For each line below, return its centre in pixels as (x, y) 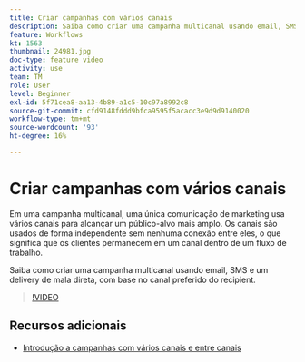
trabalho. (26, 252)
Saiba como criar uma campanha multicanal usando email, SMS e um (139, 269)
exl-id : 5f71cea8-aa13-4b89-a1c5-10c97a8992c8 (99, 102)
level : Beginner (40, 93)
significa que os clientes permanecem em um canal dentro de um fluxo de (148, 242)
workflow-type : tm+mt (50, 119)
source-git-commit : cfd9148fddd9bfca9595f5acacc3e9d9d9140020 (129, 111)
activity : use (36, 69)
